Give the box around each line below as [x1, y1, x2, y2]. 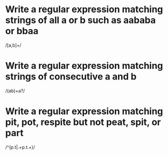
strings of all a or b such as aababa [5, 14, 156, 26]
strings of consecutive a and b [5, 71, 137, 83]
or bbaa [5, 25, 39, 37]
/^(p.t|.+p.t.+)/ [5, 144, 35, 150]
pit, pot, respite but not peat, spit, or [5, 116, 161, 128]
